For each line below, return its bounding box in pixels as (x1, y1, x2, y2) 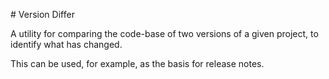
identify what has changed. (10, 39, 123, 50)
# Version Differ (10, 9, 75, 20)
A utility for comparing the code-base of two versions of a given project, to (10, 28, 319, 39)
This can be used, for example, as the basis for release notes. (10, 58, 265, 69)
